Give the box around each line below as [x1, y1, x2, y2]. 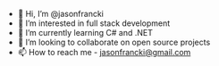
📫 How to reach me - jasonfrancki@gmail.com [17, 47, 191, 57]
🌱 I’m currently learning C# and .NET [17, 28, 154, 37]
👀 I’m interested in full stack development [17, 18, 171, 29]
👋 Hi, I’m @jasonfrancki [17, 9, 105, 19]
